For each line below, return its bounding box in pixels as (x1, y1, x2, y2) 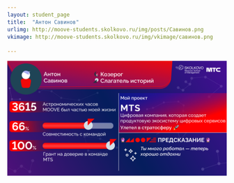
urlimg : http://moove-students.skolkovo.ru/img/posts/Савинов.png (7, 26, 204, 33)
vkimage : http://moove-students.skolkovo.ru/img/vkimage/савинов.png (7, 33, 214, 40)
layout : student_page (7, 11, 70, 18)
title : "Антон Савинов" (7, 18, 79, 26)
